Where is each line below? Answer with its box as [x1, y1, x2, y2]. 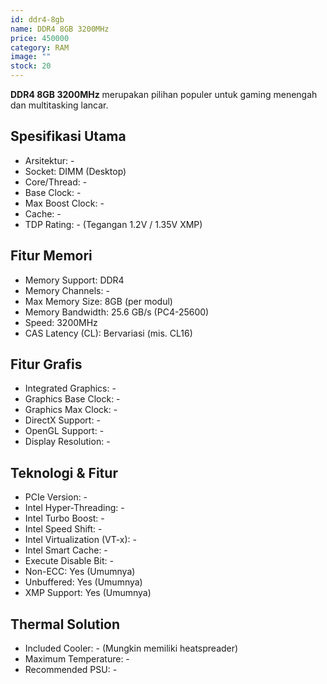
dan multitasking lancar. [10, 99, 109, 111]
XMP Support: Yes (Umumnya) [24, 587, 152, 599]
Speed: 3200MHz [24, 316, 98, 328]
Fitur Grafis [10, 356, 83, 373]
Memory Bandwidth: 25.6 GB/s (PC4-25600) [24, 306, 210, 318]
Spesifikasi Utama [10, 128, 127, 145]
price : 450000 [10, 33, 70, 43]
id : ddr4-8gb [10, 14, 65, 25]
